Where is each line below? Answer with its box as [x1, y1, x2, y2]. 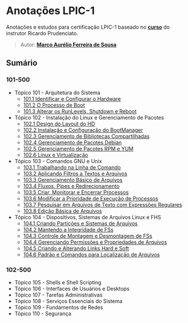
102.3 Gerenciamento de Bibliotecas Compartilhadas [23, 132, 150, 140]
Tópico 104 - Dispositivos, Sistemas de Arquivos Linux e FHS [14, 213, 162, 220]
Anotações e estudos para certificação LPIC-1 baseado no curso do [6, 23, 170, 30]
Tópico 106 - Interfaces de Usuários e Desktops [14, 285, 130, 292]
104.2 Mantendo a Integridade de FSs [23, 226, 114, 233]
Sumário [6, 58, 38, 68]
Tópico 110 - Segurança [14, 310, 72, 317]
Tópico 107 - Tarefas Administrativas [14, 291, 103, 298]
